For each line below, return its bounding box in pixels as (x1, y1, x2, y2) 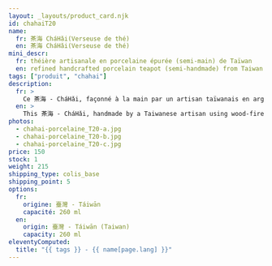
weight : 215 (8, 163, 49, 171)
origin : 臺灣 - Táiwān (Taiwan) (23, 223, 130, 231)
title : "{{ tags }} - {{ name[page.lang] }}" (15, 246, 173, 254)
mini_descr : (8, 49, 49, 58)
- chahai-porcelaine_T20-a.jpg (15, 125, 122, 133)
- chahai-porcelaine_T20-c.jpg (15, 139, 122, 148)
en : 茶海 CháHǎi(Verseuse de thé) (15, 42, 130, 50)
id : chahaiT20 (8, 19, 57, 28)
